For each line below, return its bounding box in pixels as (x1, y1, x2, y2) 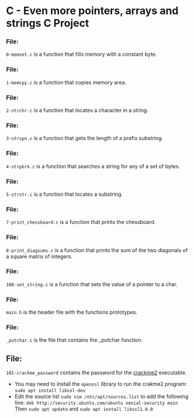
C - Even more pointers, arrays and (6, 4, 179, 18)
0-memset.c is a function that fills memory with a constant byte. (6, 51, 157, 58)
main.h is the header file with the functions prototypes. (6, 309, 138, 316)
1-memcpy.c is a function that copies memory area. (6, 79, 127, 86)
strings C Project (6, 16, 89, 30)
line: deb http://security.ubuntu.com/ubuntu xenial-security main (14, 399, 178, 406)
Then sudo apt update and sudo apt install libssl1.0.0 (14, 406, 153, 413)
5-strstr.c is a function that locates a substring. (6, 191, 123, 198)
